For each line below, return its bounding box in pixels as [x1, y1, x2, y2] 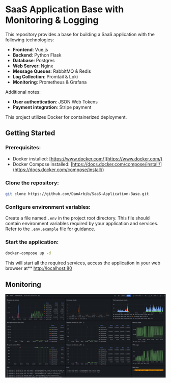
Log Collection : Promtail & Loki [12, 73, 78, 79]
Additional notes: [5, 89, 41, 95]
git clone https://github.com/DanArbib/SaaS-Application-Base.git [5, 191, 149, 197]
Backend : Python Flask [12, 52, 62, 58]
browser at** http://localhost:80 [5, 265, 72, 271]
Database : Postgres [12, 57, 55, 63]
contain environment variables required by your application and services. [5, 221, 159, 227]
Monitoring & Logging [5, 14, 99, 26]
